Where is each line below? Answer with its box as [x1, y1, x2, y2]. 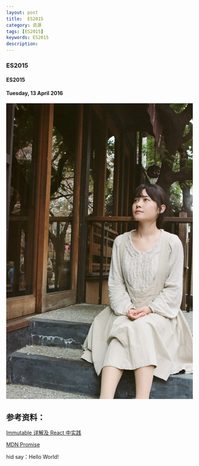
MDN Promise [6, 440, 40, 448]
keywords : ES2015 [6, 34, 49, 41]
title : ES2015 [6, 15, 44, 22]
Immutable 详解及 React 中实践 [6, 429, 82, 436]
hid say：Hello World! [6, 453, 59, 460]
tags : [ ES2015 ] [6, 29, 44, 34]
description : [6, 41, 38, 47]
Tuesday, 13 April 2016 [6, 90, 63, 97]
